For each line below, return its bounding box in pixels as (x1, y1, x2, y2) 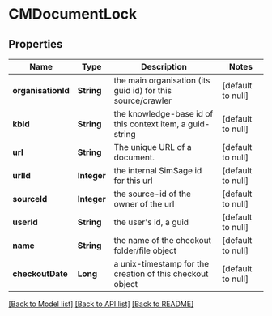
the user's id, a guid (113, 216, 189, 228)
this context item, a (113, 118, 186, 130)
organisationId (12, 85, 70, 96)
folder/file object (113, 245, 176, 256)
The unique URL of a (113, 142, 192, 152)
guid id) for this (113, 85, 172, 96)
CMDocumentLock (8, 5, 138, 23)
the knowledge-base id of (113, 109, 214, 119)
